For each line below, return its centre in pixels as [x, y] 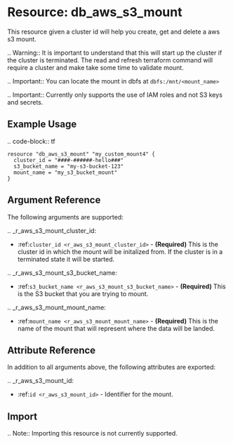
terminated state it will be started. [66, 259]
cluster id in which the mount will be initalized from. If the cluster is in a [120, 251]
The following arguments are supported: [66, 217]
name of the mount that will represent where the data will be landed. [116, 328]
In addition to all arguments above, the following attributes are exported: [112, 367]
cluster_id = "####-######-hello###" [69, 160]
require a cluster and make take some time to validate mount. [95, 67]
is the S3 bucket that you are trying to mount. [83, 294]
